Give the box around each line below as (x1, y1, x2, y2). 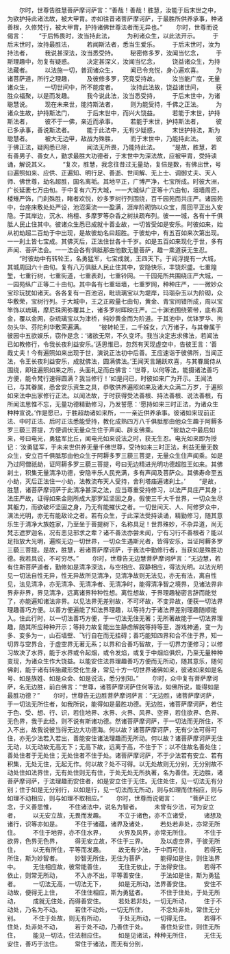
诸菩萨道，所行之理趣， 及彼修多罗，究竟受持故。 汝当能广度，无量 (7, 75, 220, 82)
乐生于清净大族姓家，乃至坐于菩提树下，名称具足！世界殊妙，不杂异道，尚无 (7, 520, 223, 528)
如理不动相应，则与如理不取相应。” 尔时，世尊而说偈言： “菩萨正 (7, 794, 211, 802)
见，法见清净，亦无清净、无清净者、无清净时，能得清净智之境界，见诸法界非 (7, 580, 223, 588)
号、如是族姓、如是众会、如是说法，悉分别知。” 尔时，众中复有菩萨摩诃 (7, 674, 219, 682)
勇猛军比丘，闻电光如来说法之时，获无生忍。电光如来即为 (49, 435, 211, 442)
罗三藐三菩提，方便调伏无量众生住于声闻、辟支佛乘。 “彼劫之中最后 (7, 426, 210, 434)
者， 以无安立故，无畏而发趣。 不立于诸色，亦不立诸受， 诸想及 (7, 811, 222, 819)
